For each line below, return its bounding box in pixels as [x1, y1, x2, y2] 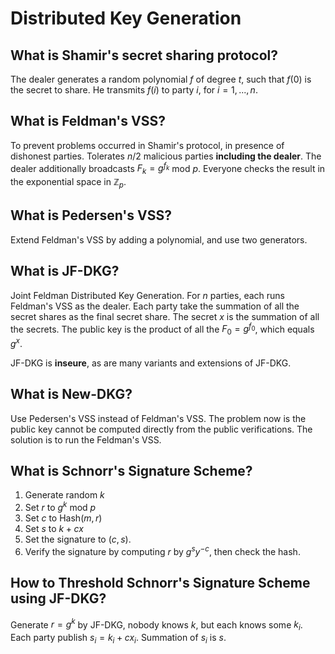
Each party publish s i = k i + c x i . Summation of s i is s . [10, 632, 227, 646]
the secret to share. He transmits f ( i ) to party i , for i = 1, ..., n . [10, 84, 258, 96]
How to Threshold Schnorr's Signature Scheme [10, 575, 311, 592]
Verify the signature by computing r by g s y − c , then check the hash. [24, 544, 301, 557]
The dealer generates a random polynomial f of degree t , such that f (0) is [10, 73, 312, 85]
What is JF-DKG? [10, 263, 120, 280]
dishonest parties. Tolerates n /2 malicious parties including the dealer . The [10, 150, 322, 162]
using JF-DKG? [10, 590, 107, 607]
